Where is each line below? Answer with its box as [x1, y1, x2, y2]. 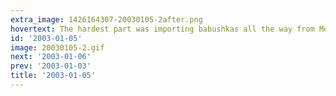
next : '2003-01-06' [10, 52, 92, 62]
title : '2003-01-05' [10, 71, 97, 81]
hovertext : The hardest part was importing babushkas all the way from [10, 24, 315, 34]
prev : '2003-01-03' [10, 61, 92, 71]
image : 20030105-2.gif [10, 42, 105, 53]
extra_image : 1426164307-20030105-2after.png [10, 14, 203, 25]
